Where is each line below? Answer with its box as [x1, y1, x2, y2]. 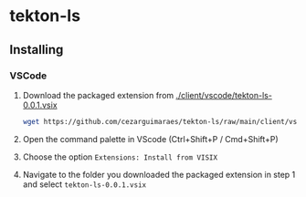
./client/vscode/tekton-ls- [175, 89, 272, 100]
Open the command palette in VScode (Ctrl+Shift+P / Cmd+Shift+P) [22, 133, 279, 144]
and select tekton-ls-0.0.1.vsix [22, 179, 147, 190]
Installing [9, 42, 64, 57]
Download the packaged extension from [22, 89, 174, 100]
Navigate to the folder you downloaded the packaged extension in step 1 [22, 169, 296, 180]
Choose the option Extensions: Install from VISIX [22, 151, 217, 162]
